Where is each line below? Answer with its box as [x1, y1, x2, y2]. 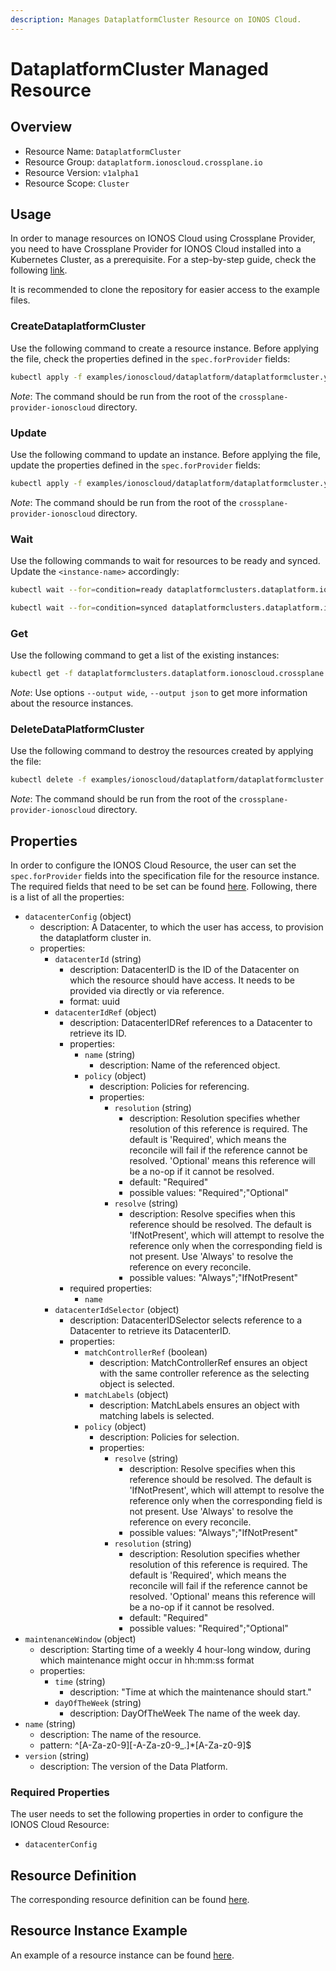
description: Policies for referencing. [99, 1080, 250, 1092]
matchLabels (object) [84, 1388, 169, 1400]
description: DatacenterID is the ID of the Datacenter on [69, 963, 300, 975]
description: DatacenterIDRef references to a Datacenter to [69, 1016, 313, 1028]
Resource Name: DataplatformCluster [24, 145, 182, 157]
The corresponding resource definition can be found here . [10, 1894, 250, 1906]
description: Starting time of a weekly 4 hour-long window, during [39, 1643, 311, 1655]
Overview [10, 119, 73, 136]
